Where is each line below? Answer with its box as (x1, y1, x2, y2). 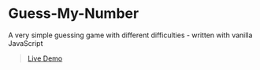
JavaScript (8, 38, 43, 47)
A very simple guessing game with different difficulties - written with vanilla (8, 30, 253, 40)
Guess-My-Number (8, 5, 139, 23)
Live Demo (27, 54, 63, 63)
